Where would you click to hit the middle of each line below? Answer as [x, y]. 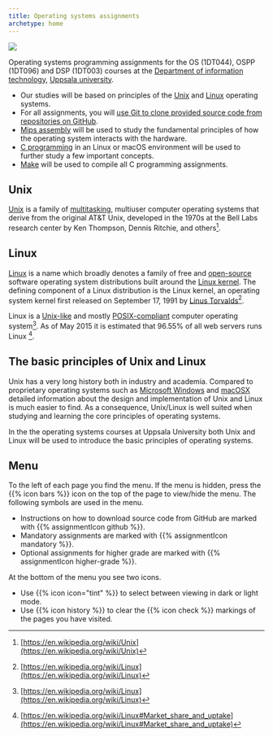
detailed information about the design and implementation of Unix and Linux [136, 399]
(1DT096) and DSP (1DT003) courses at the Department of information [126, 71]
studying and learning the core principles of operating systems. [115, 416]
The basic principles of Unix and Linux [107, 362]
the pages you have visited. [66, 619]
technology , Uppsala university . [61, 79]
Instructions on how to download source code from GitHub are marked [139, 518]
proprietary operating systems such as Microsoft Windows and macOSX [129, 390]
